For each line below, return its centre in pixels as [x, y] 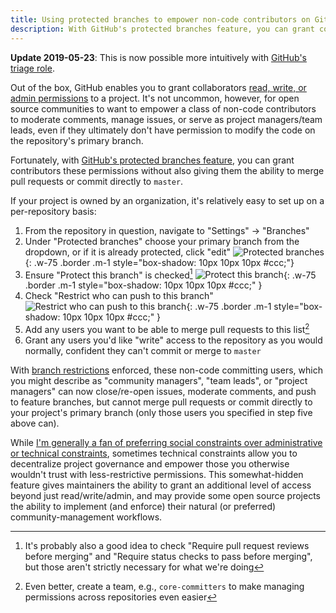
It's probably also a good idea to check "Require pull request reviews [167, 545]
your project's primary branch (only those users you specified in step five [161, 412]
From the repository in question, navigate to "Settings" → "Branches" [167, 230]
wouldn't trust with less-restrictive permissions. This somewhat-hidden [157, 474]
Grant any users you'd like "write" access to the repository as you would [173, 340]
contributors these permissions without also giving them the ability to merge [167, 170]
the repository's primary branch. [77, 140]
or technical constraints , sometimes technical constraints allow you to [154, 453]
